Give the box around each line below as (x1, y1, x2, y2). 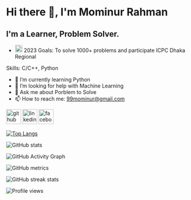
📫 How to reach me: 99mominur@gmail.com (14, 95, 125, 102)
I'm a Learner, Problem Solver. (6, 29, 119, 39)
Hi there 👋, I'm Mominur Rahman (6, 5, 169, 19)
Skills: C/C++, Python (6, 64, 59, 72)
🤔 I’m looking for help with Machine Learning (14, 82, 124, 89)
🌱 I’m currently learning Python (14, 76, 90, 83)
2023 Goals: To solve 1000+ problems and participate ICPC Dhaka (23, 47, 186, 54)
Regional (14, 53, 37, 60)
